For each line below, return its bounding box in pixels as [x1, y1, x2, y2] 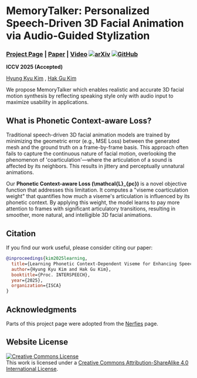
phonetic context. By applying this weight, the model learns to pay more [6, 199, 180, 206]
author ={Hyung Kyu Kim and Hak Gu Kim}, [11, 266, 111, 272]
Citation [6, 228, 36, 239]
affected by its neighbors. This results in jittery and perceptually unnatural [6, 163, 185, 170]
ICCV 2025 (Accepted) [6, 63, 63, 71]
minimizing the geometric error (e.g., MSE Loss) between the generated [6, 138, 180, 145]
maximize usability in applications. [6, 99, 89, 106]
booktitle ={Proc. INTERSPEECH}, [11, 272, 91, 277]
